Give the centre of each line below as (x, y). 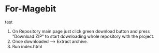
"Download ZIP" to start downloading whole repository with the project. (83, 36)
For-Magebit (31, 9)
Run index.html (27, 46)
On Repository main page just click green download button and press (81, 31)
